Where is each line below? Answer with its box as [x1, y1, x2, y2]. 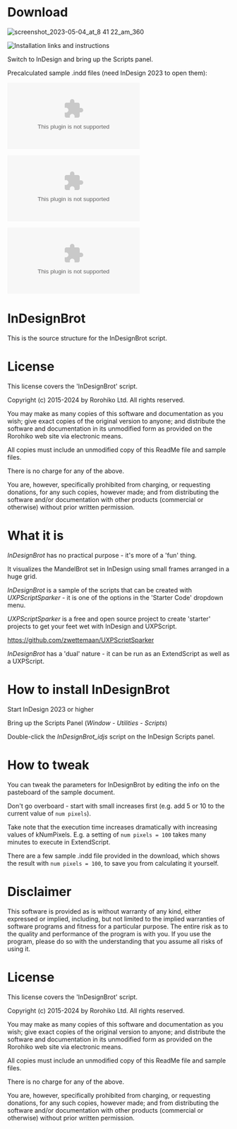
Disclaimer [7, 883, 72, 900]
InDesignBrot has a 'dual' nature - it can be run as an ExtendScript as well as [7, 649, 230, 657]
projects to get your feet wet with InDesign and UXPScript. [7, 622, 178, 631]
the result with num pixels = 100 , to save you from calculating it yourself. [7, 859, 219, 867]
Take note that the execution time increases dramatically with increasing [7, 823, 217, 831]
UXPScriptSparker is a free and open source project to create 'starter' [7, 614, 211, 623]
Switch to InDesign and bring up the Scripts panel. [7, 54, 154, 64]
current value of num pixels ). [7, 809, 92, 818]
